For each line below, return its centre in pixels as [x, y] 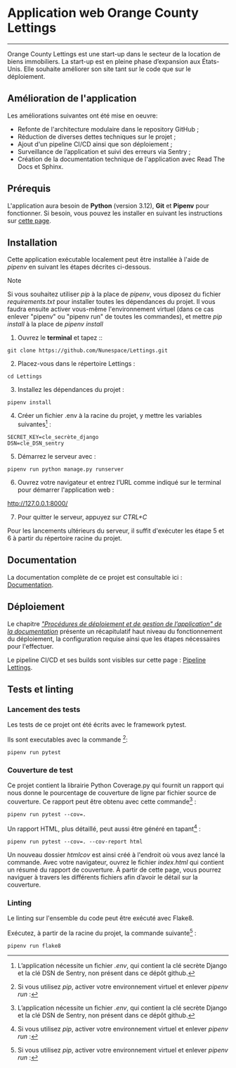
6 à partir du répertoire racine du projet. [65, 538]
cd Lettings [25, 377]
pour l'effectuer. [31, 646]
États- [211, 61]
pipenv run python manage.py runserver [66, 469]
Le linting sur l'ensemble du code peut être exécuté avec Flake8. [101, 918]
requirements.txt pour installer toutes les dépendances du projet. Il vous [111, 302]
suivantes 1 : [34, 424]
